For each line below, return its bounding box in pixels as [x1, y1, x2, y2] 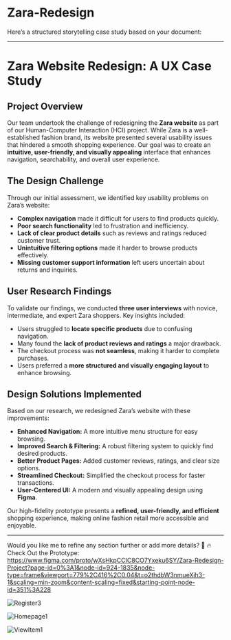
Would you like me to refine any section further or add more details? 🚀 [7, 541, 206, 550]
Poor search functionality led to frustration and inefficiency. [16, 221, 189, 230]
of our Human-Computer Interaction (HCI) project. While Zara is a [7, 126, 192, 134]
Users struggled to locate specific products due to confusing [16, 324, 192, 332]
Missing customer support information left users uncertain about [16, 258, 205, 266]
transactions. [16, 479, 55, 487]
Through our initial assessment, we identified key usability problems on [7, 193, 209, 201]
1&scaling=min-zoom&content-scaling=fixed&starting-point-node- [7, 578, 196, 587]
